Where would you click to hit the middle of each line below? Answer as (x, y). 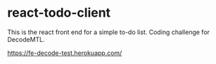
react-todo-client (59, 13)
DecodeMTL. (26, 39)
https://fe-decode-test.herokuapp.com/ (65, 53)
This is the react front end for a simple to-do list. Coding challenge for (108, 32)
